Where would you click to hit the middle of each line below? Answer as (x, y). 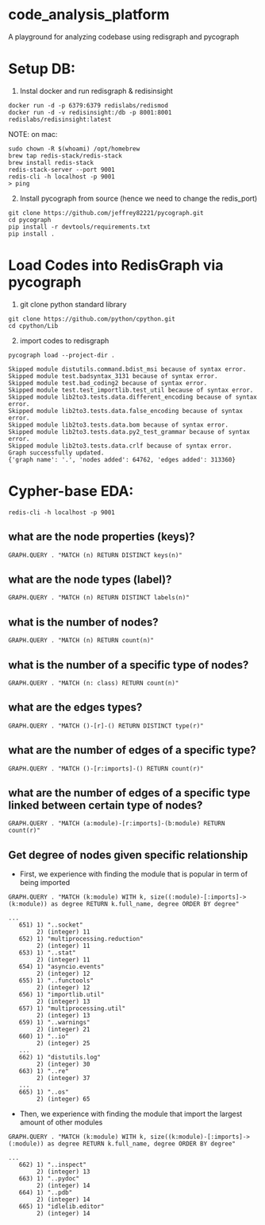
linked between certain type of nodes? (106, 806)
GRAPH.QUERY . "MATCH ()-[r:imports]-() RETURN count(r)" (106, 769)
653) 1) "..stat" (48, 953)
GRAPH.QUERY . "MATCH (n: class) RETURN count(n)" (94, 683)
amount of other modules (61, 1122)
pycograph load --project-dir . (61, 355)
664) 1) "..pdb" (46, 1193)
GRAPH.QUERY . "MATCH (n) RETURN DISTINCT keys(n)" (95, 555)
